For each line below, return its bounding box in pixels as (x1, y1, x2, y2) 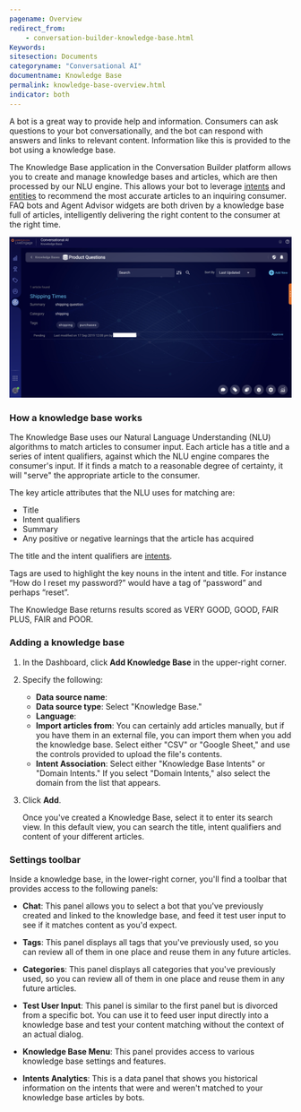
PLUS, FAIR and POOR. (9, 614, 94, 625)
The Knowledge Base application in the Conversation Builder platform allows (9, 161, 292, 172)
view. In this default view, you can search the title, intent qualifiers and (21, 821, 282, 832)
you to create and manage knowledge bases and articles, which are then (9, 171, 278, 182)
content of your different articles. (21, 831, 145, 841)
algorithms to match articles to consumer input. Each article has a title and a (9, 442, 290, 453)
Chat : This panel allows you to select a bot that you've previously (21, 901, 264, 911)
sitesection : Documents (9, 52, 99, 62)
